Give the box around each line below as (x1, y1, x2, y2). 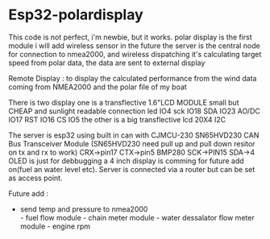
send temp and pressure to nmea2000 (19, 204, 148, 214)
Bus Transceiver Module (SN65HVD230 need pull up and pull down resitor (8, 138, 255, 148)
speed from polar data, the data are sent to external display (8, 58, 206, 68)
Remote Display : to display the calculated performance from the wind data (8, 73, 257, 83)
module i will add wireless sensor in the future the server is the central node (8, 40, 260, 50)
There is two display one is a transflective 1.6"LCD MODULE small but (8, 97, 239, 107)
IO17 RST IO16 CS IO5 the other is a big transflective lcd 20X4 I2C (8, 114, 226, 124)
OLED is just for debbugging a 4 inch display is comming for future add (8, 155, 244, 166)
